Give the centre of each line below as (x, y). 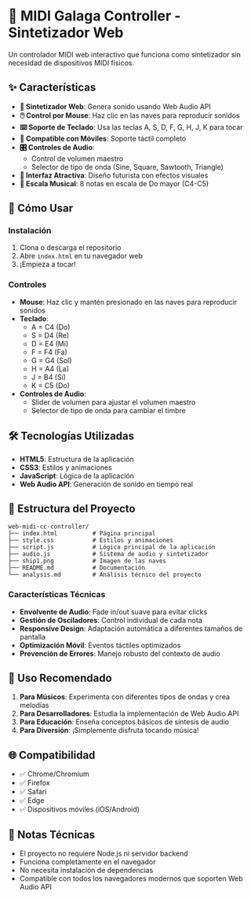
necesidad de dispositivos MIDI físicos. (71, 63)
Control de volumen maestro (77, 158)
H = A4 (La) (50, 368)
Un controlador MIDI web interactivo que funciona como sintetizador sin (125, 54)
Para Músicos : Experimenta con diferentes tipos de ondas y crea (124, 697)
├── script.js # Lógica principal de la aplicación (112, 548)
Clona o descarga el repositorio (70, 247)
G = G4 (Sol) (51, 360)
